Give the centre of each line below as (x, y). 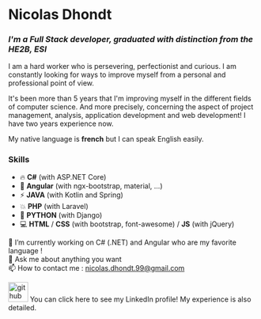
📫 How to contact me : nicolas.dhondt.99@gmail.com (96, 268)
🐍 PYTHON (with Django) (61, 215)
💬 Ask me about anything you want (65, 259)
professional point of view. (51, 83)
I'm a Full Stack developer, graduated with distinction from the (131, 40)
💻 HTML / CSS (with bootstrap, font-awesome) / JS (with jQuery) (127, 224)
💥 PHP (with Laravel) (54, 206)
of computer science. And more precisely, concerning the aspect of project (131, 107)
